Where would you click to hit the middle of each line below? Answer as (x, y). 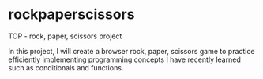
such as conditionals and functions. (66, 67)
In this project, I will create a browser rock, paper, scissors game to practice (131, 51)
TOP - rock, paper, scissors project (65, 36)
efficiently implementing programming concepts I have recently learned (124, 59)
